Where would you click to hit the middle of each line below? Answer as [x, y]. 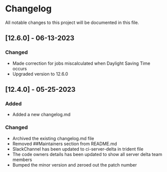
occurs [20, 68]
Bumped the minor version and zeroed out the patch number [75, 165]
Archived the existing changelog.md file [53, 138]
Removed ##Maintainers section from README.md [65, 144]
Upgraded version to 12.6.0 [40, 74]
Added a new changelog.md [41, 115]
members [22, 160]
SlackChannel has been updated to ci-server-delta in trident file [78, 149]
